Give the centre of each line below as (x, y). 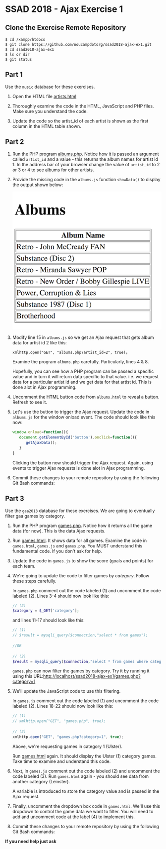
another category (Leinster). (41, 781)
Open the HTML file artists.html (44, 96)
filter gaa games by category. (35, 516)
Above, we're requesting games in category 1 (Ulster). (67, 746)
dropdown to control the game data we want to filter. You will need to (83, 811)
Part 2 (15, 142)
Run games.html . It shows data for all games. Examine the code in (80, 540)
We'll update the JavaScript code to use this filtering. (66, 691)
